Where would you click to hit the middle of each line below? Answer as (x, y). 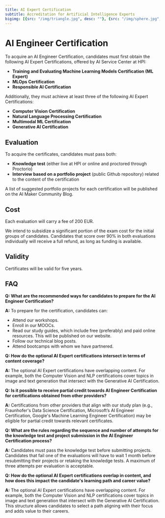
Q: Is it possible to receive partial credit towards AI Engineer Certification (81, 390)
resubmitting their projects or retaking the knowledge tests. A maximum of (80, 461)
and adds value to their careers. (37, 511)
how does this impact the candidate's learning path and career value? (78, 480)
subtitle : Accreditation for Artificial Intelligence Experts (70, 14)
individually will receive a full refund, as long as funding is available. (74, 241)
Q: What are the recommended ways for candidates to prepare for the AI (80, 296)
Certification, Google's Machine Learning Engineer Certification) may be (78, 415)
